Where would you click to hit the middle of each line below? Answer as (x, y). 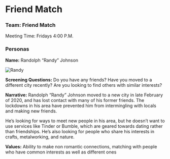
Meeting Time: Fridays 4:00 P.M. (39, 36)
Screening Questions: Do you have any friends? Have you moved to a (79, 80)
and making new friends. (31, 111)
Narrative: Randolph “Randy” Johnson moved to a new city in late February (84, 95)
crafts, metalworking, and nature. (40, 137)
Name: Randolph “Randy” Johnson (42, 60)
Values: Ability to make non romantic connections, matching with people (81, 146)
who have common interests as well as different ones (61, 152)
